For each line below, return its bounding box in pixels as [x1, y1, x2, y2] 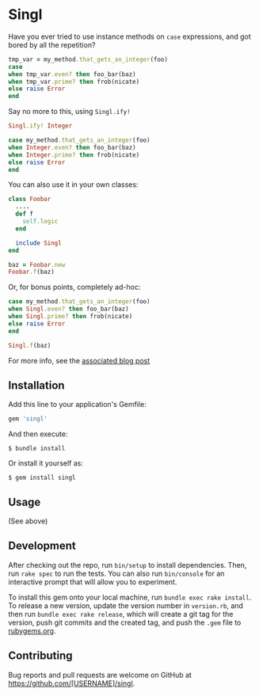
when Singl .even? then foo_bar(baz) [8, 305, 129, 314]
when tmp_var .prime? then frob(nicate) [8, 78, 140, 86]
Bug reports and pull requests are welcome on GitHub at [8, 670, 192, 679]
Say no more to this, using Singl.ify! [8, 107, 131, 116]
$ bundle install [8, 445, 66, 453]
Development [8, 539, 77, 553]
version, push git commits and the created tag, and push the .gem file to [8, 618, 242, 627]
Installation [8, 378, 65, 392]
